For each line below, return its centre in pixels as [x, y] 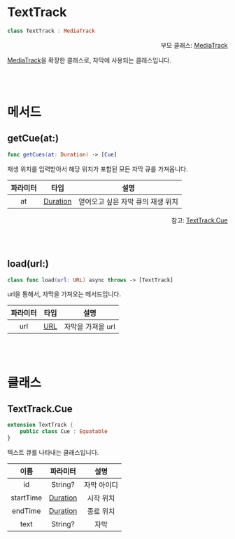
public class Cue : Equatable [64, 432]
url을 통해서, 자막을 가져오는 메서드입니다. [64, 294]
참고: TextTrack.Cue [199, 220]
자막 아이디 [101, 485]
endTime [26, 511]
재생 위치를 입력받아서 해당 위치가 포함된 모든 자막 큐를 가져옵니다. [98, 168]
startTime [27, 498]
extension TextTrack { [40, 425]
